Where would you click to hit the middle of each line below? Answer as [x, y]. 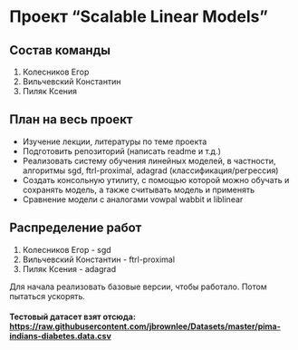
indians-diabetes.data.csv [60, 336]
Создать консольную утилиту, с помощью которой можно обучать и [156, 180]
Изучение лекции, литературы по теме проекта [115, 141]
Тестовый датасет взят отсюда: [72, 317]
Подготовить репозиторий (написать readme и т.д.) [122, 151]
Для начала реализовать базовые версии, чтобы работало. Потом [138, 287]
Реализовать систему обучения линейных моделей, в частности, [149, 160]
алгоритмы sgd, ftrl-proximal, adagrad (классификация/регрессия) [150, 170]
